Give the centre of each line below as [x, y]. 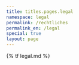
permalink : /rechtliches [37, 22]
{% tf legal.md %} [28, 56]
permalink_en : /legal [33, 28]
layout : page [22, 39]
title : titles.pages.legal [40, 12]
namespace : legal [28, 17]
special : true [24, 34]
